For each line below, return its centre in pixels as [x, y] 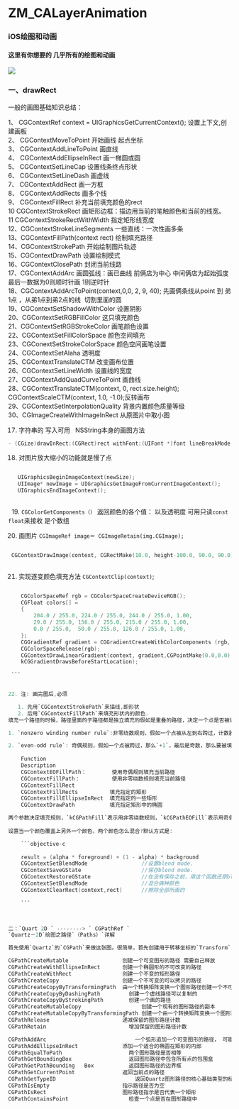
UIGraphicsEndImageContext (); [62, 491]
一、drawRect [32, 90]
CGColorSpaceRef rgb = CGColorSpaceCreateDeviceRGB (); [104, 596]
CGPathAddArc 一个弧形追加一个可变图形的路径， [114, 1039]
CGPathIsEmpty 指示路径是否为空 [87, 1086]
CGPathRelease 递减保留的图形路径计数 [94, 1020]
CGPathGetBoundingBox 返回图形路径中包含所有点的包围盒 [111, 1059]
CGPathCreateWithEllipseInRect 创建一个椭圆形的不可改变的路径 [105, 967]
